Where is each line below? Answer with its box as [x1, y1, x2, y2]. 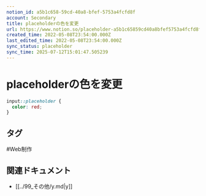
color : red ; [12, 104, 43, 110]
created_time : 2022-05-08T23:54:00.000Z [6, 32, 112, 38]
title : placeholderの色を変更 [6, 20, 79, 26]
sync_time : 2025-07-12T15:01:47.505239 [6, 49, 109, 55]
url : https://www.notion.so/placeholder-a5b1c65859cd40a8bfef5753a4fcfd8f [6, 26, 202, 33]
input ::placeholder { [6, 98, 62, 104]
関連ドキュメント [6, 165, 71, 176]
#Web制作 [6, 146, 32, 153]
